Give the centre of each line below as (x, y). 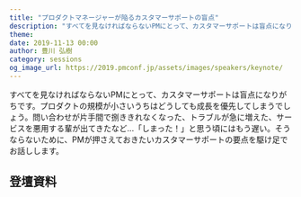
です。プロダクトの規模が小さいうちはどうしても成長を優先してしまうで (150, 105)
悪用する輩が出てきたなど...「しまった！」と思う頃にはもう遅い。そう (162, 128)
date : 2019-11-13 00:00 (54, 43)
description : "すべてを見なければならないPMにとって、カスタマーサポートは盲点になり (151, 26)
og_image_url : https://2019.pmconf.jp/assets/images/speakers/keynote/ (146, 68)
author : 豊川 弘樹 (41, 51)
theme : (22, 34)
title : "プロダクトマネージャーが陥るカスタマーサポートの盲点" (114, 18)
